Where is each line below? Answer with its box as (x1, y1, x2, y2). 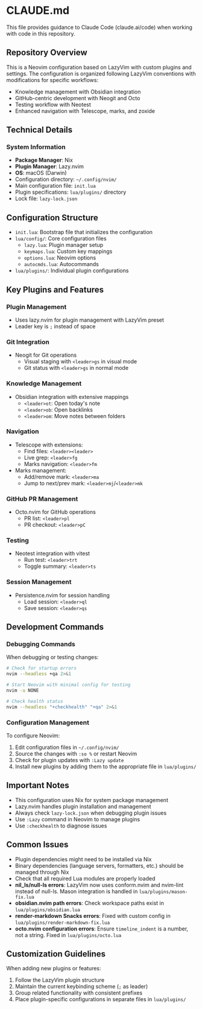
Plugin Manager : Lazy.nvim (14, 163, 84, 170)
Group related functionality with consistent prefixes (14, 989, 143, 996)
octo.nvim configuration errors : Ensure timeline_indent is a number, (14, 925, 189, 932)
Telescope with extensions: (14, 441, 83, 448)
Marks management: (14, 466, 67, 474)
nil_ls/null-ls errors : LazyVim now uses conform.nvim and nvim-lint (14, 881, 184, 888)
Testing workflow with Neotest (14, 101, 92, 108)
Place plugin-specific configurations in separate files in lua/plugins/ (14, 996, 186, 1003)
